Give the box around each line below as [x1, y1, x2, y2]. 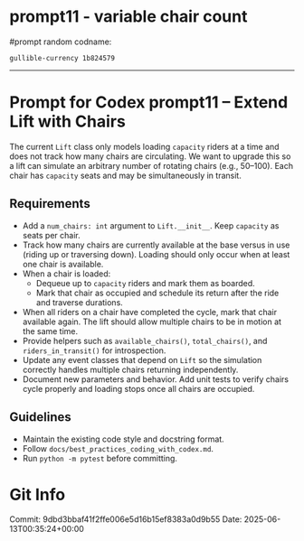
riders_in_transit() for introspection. [22, 345, 166, 356]
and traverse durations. [35, 296, 124, 308]
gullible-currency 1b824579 [9, 53, 116, 62]
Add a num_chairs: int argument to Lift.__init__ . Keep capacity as [22, 219, 280, 231]
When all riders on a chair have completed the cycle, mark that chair [22, 306, 278, 317]
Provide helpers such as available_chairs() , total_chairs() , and [22, 335, 268, 346]
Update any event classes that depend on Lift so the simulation [22, 354, 262, 365]
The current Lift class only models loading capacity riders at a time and [9, 141, 280, 152]
